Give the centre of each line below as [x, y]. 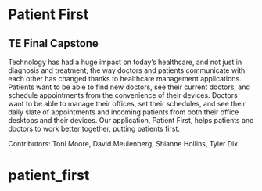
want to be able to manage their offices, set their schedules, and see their [127, 104]
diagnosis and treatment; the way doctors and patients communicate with [127, 70]
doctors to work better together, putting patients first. [94, 128]
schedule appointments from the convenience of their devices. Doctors [123, 95]
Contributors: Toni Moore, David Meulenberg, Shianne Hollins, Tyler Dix [123, 144]
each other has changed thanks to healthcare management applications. [125, 79]
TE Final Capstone [54, 43]
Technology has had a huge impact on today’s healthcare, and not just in [125, 62]
